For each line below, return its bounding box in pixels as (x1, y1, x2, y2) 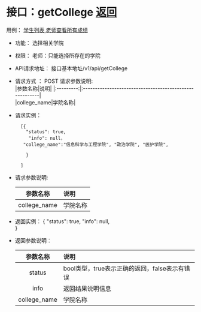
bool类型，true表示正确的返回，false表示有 (63, 264, 184, 272)
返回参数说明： (14, 236, 52, 244)
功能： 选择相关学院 (14, 39, 64, 46)
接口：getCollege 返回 (6, 5, 117, 19)
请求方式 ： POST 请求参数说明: (14, 77, 93, 85)
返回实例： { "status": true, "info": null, (14, 217, 110, 225)
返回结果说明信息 (63, 284, 112, 293)
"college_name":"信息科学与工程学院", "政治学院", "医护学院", (23, 142, 169, 148)
